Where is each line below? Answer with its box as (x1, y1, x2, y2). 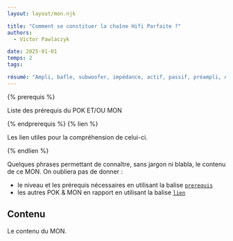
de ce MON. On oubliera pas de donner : (7, 167, 123, 176)
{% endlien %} (7, 147, 49, 155)
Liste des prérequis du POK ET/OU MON (7, 106, 123, 115)
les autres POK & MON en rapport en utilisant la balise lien (17, 188, 186, 197)
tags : (7, 61, 23, 68)
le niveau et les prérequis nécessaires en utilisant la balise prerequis (17, 181, 214, 189)
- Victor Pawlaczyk (13, 35, 70, 42)
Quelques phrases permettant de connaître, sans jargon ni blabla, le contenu (7, 160, 226, 168)
